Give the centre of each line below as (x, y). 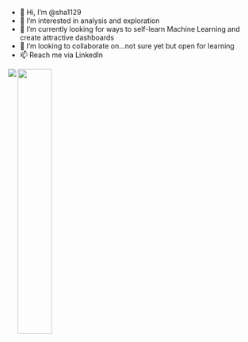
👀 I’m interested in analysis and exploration (90, 21)
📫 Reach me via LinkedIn (61, 55)
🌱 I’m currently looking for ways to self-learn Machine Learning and (130, 29)
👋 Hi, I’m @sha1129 (50, 12)
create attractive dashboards (67, 37)
